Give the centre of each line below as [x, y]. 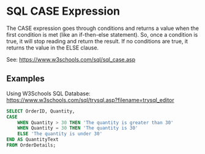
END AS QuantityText [33, 140]
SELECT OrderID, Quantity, [41, 111]
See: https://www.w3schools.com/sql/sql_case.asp [71, 59]
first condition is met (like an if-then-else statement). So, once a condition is [102, 34]
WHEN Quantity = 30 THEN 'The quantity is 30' [78, 128]
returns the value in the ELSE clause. [53, 48]
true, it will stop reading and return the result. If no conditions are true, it [97, 41]
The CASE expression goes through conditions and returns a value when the [102, 28]
